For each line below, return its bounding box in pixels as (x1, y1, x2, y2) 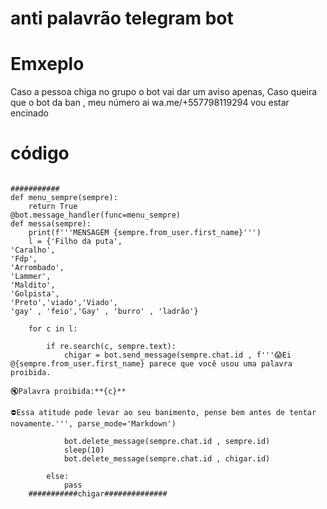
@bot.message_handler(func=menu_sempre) (10, 210, 182, 221)
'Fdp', (10, 254, 38, 264)
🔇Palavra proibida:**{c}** (10, 387, 127, 397)
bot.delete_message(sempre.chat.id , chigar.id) (63, 454, 271, 464)
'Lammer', (10, 272, 52, 282)
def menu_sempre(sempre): (10, 193, 118, 203)
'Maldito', (10, 280, 56, 291)
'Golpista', (10, 289, 60, 299)
